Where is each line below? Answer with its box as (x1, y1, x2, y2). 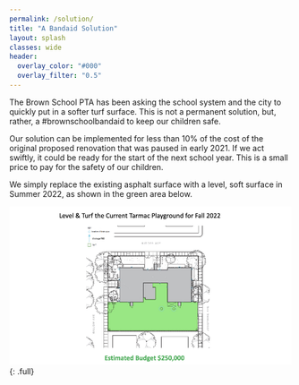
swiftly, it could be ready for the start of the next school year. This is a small (9, 152, 289, 163)
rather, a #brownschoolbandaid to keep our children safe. (9, 115, 221, 126)
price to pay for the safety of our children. (9, 161, 164, 172)
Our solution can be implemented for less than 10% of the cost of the (9, 133, 264, 143)
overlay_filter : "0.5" (17, 72, 102, 81)
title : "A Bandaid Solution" (9, 23, 118, 33)
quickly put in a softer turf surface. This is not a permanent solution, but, (9, 106, 277, 116)
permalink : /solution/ (9, 14, 94, 23)
